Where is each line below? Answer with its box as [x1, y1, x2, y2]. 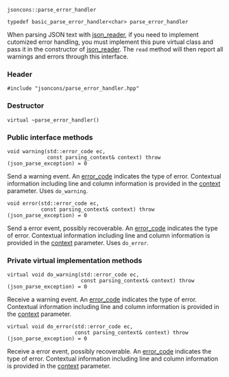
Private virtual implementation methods [7, 255, 143, 265]
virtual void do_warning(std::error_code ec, [7, 271, 139, 278]
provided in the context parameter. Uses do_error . [7, 238, 149, 247]
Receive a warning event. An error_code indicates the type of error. [7, 295, 197, 304]
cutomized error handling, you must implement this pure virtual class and [7, 38, 214, 46]
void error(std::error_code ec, [7, 200, 99, 207]
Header [7, 69, 33, 79]
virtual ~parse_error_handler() [7, 117, 99, 124]
